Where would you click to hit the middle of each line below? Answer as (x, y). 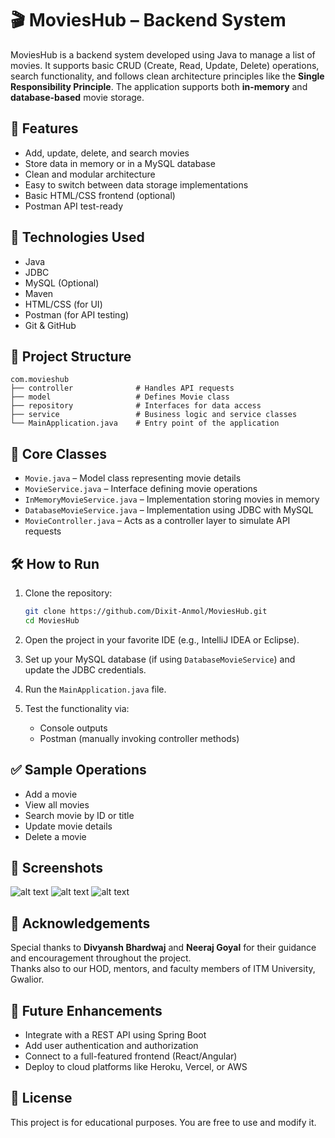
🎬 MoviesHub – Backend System (148, 20)
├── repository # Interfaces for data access (136, 406)
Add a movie (51, 794)
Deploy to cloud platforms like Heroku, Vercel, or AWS (136, 1066)
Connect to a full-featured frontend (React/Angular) (131, 1056)
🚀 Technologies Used (77, 237)
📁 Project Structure (71, 356)
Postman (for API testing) (77, 314)
